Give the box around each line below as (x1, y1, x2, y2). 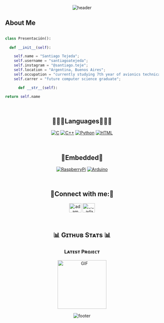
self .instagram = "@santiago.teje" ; (14, 63, 89, 68)
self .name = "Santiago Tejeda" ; (14, 54, 80, 59)
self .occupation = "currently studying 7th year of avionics (14, 72, 141, 77)
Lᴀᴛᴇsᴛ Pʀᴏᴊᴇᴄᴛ (64, 248, 100, 255)
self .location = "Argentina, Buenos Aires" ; (14, 68, 106, 73)
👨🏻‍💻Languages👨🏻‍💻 (52, 117, 112, 125)
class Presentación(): (5, 36, 51, 41)
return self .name (5, 94, 41, 99)
